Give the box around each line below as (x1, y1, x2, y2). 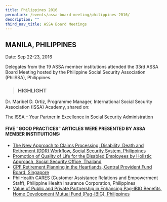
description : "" (5, 17, 39, 22)
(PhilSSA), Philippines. (5, 75, 52, 81)
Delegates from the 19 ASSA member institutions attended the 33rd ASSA (5, 64, 158, 70)
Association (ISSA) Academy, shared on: (5, 104, 90, 110)
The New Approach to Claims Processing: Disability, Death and (12, 142, 144, 148)
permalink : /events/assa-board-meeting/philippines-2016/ (5, 12, 130, 17)
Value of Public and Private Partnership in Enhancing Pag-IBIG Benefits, (12, 185, 162, 191)
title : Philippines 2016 (5, 7, 58, 13)
